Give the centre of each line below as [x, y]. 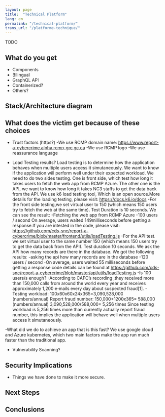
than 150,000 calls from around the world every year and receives [79, 283]
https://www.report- [138, 143]
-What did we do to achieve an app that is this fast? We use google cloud [79, 330]
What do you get [31, 58]
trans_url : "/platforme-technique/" [43, 28]
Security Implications [39, 365]
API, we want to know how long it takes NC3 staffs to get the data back [84, 189]
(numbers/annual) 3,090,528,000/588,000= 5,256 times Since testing [83, 304]
